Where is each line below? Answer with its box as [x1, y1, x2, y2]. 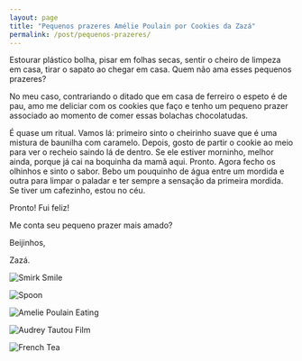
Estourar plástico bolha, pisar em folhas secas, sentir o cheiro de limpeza [9, 55, 281, 66]
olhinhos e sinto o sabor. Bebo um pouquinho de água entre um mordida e [9, 166, 285, 176]
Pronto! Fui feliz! [9, 203, 70, 213]
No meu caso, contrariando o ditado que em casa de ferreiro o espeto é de [9, 91, 288, 102]
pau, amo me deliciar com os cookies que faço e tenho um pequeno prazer [9, 101, 288, 112]
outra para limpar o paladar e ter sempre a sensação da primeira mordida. [9, 176, 284, 186]
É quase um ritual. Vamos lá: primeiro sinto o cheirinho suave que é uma [9, 128, 278, 139]
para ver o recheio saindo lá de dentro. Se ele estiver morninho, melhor [9, 147, 274, 158]
